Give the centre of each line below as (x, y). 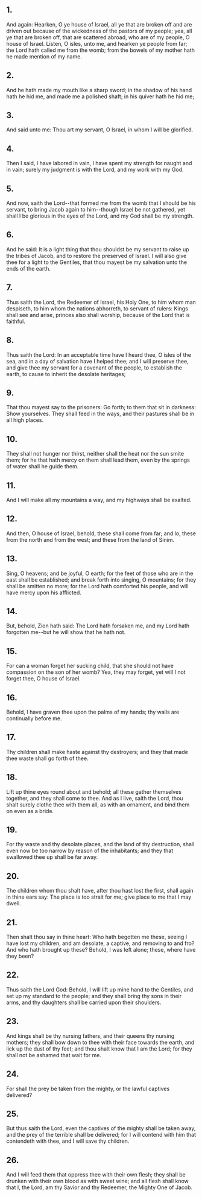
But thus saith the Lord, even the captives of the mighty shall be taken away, (101, 1128)
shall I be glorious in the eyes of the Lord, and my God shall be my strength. (100, 216)
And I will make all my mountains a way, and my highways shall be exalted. (99, 500)
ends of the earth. (29, 268)
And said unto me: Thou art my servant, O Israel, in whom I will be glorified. (100, 130)
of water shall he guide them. (43, 467)
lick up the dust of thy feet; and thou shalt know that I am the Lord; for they (99, 1049)
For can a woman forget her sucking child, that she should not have (90, 666)
